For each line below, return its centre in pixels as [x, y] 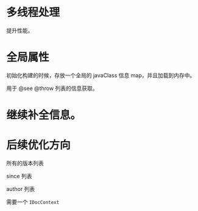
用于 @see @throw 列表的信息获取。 [52, 88]
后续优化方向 [39, 145]
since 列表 [19, 176]
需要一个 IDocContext [33, 202]
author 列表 [21, 189]
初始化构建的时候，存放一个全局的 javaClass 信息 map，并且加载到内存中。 [101, 75]
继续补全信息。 [44, 115]
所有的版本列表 [25, 163]
